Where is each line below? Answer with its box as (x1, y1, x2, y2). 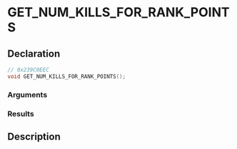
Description (7, 131, 61, 143)
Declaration (7, 48, 61, 60)
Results (7, 109, 34, 118)
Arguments (7, 89, 48, 99)
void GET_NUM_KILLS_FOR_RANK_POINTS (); (7, 72, 126, 80)
